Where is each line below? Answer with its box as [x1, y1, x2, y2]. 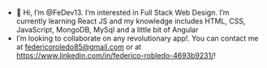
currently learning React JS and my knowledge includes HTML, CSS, [15, 16, 246, 26]
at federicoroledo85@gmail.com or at [15, 42, 142, 52]
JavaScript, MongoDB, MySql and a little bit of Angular [15, 25, 199, 34]
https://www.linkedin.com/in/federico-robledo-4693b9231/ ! [15, 51, 217, 60]
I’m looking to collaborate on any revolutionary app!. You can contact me [15, 33, 259, 43]
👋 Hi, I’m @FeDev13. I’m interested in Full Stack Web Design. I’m [15, 8, 230, 17]
